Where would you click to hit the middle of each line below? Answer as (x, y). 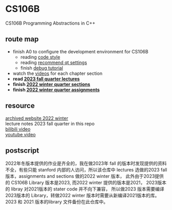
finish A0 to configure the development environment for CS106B (81, 51)
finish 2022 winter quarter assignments (56, 90)
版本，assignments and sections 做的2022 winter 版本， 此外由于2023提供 (85, 176)
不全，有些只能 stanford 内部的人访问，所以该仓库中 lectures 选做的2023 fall (86, 170)
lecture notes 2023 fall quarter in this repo (50, 123)
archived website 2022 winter (37, 118)
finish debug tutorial (42, 68)
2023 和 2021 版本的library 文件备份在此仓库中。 (57, 202)
